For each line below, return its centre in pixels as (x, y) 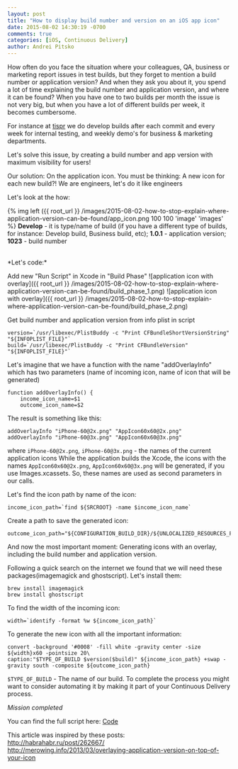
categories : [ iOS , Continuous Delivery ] (68, 40)
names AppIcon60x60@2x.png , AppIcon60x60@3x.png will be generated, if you (116, 466)
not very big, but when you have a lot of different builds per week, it (106, 105)
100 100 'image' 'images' (187, 218)
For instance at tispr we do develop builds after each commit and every (111, 126)
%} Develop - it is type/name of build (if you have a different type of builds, (118, 226)
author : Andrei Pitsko (41, 47)
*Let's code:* (27, 262)
